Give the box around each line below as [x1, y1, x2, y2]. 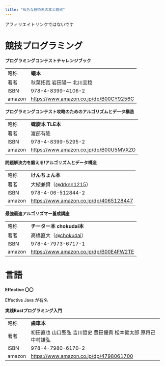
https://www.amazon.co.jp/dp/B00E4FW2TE [30, 248, 134, 255]
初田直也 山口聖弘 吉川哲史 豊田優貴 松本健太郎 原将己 [30, 329, 156, 336]
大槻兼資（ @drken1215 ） [30, 181, 91, 188]
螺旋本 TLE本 [30, 121, 61, 128]
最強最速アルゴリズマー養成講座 [5, 210, 70, 216]
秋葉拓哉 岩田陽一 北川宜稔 [30, 79, 93, 86]
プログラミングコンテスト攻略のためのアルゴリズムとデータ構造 [5, 109, 134, 114]
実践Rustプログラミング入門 [5, 308, 62, 313]
